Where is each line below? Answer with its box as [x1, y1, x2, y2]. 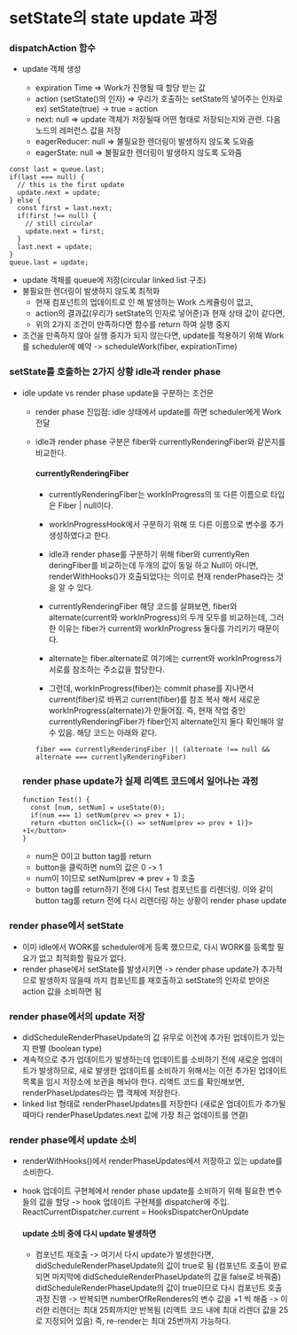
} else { [9, 196, 42, 205]
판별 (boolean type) [31, 1042, 103, 1053]
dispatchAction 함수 [9, 42, 96, 54]
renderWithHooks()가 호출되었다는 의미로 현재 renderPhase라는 [48, 571, 275, 582]
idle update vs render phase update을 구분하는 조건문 [21, 387, 215, 398]
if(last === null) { [9, 173, 86, 182]
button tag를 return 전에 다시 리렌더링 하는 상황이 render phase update [35, 895, 287, 906]
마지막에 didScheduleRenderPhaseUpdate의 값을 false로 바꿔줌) [51, 1271, 282, 1282]
